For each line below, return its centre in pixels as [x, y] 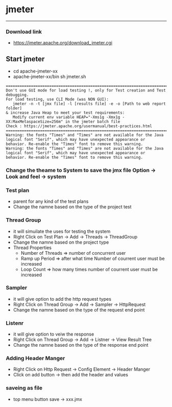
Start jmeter [25, 59]
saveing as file [24, 388]
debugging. [17, 95]
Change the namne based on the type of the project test [72, 207]
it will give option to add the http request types [62, 299]
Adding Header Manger [35, 358]
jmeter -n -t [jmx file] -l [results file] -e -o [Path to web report [89, 104]
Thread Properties [32, 247]
